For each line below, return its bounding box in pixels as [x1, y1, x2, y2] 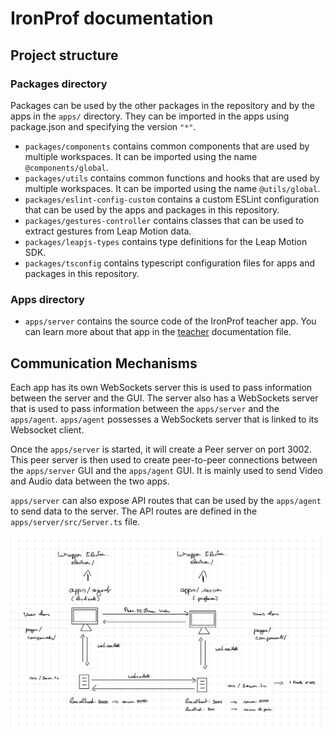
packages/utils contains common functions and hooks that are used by [24, 172, 320, 184]
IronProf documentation [10, 7, 214, 30]
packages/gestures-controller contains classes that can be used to [24, 214, 305, 226]
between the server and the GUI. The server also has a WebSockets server [10, 392, 319, 404]
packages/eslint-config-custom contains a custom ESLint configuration [24, 193, 320, 205]
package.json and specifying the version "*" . [10, 120, 197, 132]
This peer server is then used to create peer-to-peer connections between [10, 453, 318, 466]
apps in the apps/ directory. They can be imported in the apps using [10, 110, 290, 122]
